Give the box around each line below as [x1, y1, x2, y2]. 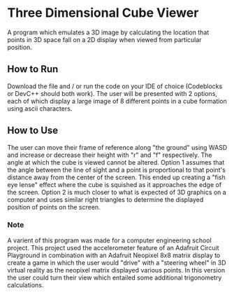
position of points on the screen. [7, 203, 101, 211]
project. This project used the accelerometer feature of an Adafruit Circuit [7, 243, 219, 252]
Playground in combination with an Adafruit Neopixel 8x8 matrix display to [7, 251, 221, 259]
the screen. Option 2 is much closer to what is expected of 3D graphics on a [7, 188, 227, 196]
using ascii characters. [7, 104, 73, 113]
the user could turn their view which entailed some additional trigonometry [7, 273, 222, 282]
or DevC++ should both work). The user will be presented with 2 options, [7, 89, 218, 97]
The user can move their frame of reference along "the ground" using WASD [7, 143, 228, 151]
